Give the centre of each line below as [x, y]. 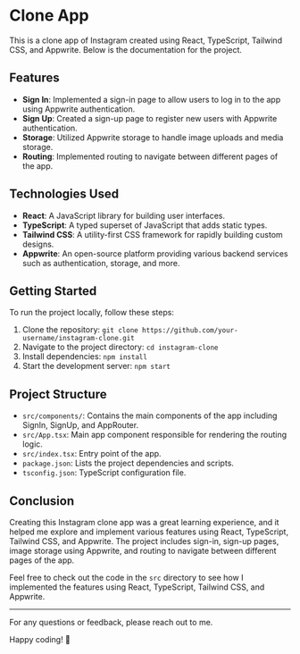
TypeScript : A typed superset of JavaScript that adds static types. [145, 225]
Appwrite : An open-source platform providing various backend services [155, 253]
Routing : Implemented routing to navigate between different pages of [150, 156]
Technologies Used [64, 194]
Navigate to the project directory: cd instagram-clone [120, 347]
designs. [38, 244]
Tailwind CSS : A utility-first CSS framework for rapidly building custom [152, 234]
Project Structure [58, 394]
